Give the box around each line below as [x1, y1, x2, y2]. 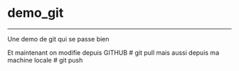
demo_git [7, 5, 64, 21]
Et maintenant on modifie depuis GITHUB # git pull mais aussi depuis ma [7, 48, 219, 57]
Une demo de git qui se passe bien [7, 34, 110, 43]
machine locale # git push [7, 56, 83, 64]
